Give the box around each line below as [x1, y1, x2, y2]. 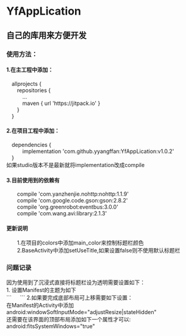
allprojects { [12, 80, 41, 87]
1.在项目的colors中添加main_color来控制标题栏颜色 [17, 239, 145, 246]
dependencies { [12, 141, 52, 148]
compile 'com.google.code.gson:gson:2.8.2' [17, 197, 128, 204]
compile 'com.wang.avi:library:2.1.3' [17, 210, 107, 217]
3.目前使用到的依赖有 [6, 176, 60, 184]
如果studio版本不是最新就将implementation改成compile [6, 161, 145, 168]
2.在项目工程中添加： [6, 127, 60, 135]
